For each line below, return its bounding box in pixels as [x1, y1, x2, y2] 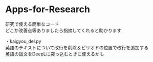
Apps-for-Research [5, 4, 91, 15]
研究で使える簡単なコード [5, 21, 59, 27]
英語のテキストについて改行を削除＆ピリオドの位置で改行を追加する [5, 44, 149, 50]
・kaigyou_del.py [5, 38, 42, 44]
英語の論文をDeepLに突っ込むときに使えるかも [5, 51, 104, 57]
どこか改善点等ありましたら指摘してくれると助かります [5, 27, 122, 34]
